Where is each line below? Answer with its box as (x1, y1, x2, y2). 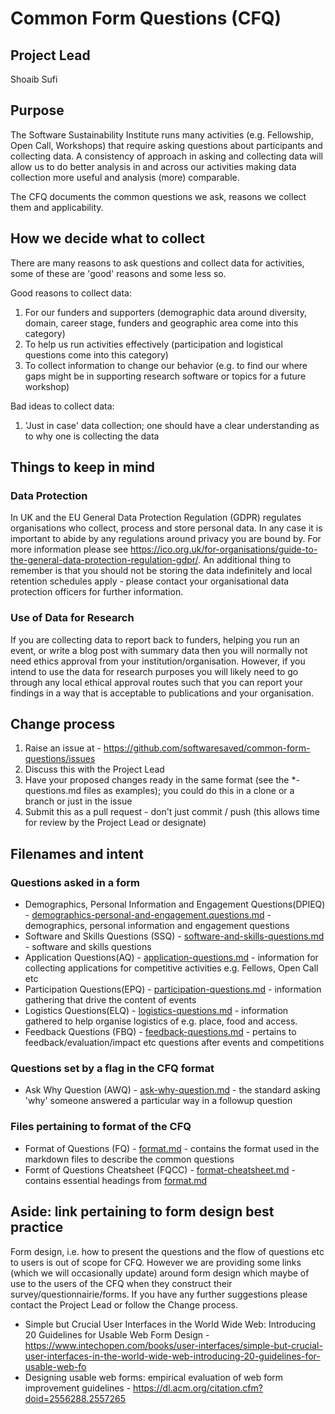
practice (10, 1219, 64, 1236)
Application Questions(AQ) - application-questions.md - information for (24, 952, 319, 964)
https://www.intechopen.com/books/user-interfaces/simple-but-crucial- (24, 1339, 323, 1351)
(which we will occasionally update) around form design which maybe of (10, 1267, 310, 1279)
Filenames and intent (10, 845, 144, 862)
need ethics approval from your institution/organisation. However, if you (10, 655, 306, 667)
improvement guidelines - (24, 1382, 132, 1394)
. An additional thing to (198, 554, 292, 566)
